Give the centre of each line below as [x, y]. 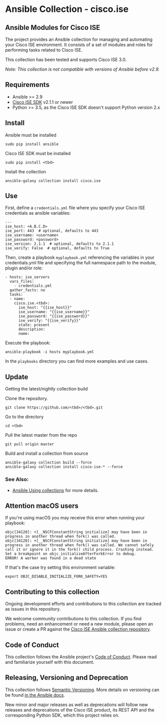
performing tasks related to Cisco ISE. [44, 50]
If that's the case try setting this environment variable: [60, 567]
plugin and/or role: [24, 268]
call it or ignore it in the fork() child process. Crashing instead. [80, 550]
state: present [34, 325]
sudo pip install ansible [32, 144]
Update [17, 377]
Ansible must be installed [31, 135]
